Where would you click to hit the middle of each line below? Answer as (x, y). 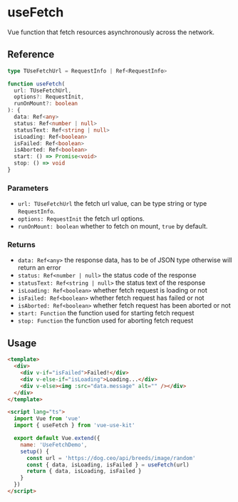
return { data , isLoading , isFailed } (84, 471)
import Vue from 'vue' (47, 419)
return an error (39, 268)
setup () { (35, 451)
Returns (21, 245)
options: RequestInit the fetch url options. (81, 219)
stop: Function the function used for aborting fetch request (105, 320)
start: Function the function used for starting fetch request (106, 313)
